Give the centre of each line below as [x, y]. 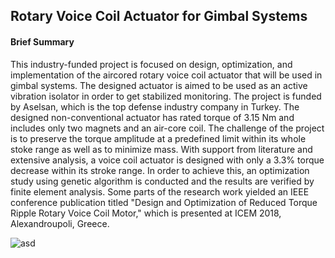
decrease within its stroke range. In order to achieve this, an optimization [160, 170]
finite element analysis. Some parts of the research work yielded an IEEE [160, 191]
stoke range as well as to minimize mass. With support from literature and [161, 149]
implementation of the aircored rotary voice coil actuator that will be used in [166, 75]
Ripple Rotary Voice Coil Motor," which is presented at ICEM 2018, [146, 213]
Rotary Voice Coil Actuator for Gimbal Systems [159, 16]
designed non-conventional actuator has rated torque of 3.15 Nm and [152, 117]
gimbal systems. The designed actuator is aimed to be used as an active [159, 85]
